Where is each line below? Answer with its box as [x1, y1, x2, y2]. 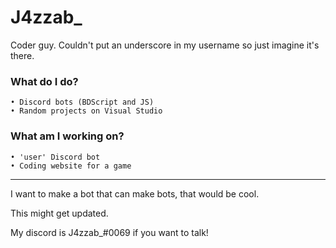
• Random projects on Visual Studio [10, 106, 163, 116]
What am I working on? [10, 129, 125, 143]
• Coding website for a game [10, 161, 132, 171]
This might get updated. [10, 207, 109, 219]
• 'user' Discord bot [10, 152, 101, 162]
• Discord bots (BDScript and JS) [10, 97, 155, 108]
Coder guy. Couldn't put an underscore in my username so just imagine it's [10, 39, 320, 51]
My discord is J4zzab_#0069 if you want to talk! [10, 226, 209, 238]
